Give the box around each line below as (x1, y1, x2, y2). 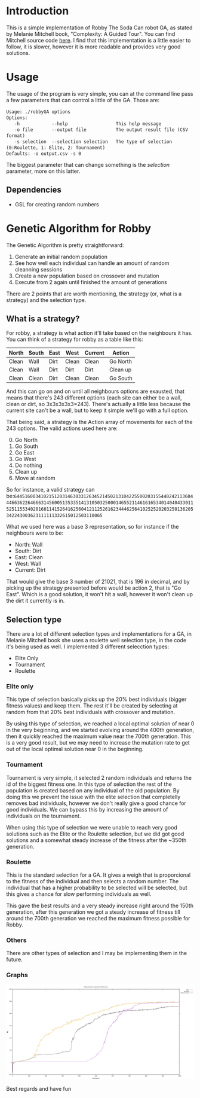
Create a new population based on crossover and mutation (14, 272, 159, 279)
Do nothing (14, 462, 43, 469)
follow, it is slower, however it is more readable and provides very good (6, 43, 181, 50)
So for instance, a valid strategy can (6, 486, 95, 493)
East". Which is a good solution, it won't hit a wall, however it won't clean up (6, 591, 193, 598)
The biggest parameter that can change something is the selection (6, 161, 170, 168)
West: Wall (14, 560, 41, 568)
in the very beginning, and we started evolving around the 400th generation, (6, 727, 194, 734)
